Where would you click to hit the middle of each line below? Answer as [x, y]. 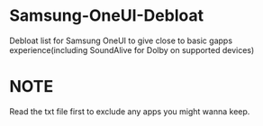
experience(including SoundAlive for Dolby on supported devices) [132, 49]
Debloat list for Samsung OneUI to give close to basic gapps [121, 40]
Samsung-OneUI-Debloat [107, 16]
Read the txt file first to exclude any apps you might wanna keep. [130, 111]
